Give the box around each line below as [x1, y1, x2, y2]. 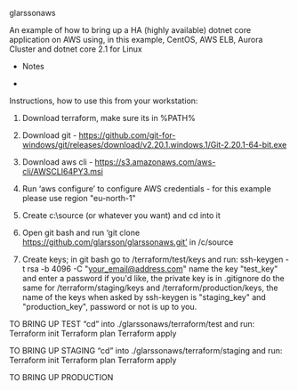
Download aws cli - [21, 157, 93, 167]
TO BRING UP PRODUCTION [9, 372, 114, 382]
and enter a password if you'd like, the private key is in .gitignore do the [21, 273, 285, 283]
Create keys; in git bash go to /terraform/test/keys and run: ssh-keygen [21, 254, 284, 264]
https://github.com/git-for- [78, 130, 176, 141]
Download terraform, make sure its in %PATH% [21, 113, 196, 123]
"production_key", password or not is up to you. [21, 302, 197, 312]
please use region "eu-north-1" [21, 193, 136, 203]
